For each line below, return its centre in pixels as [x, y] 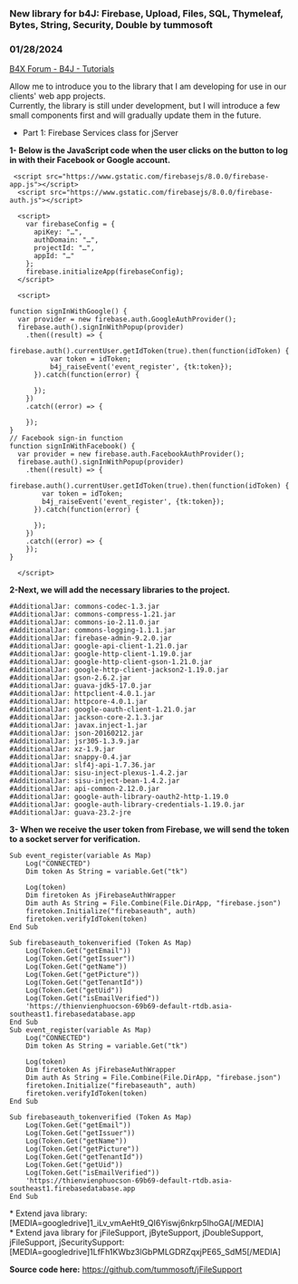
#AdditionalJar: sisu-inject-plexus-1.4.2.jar [99, 773]
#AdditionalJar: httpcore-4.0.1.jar [78, 702]
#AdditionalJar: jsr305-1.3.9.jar [75, 741]
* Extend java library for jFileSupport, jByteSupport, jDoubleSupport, [137, 1233]
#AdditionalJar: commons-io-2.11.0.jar [85, 623]
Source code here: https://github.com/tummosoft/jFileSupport [126, 1270]
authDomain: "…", [66, 240]
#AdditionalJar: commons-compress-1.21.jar [93, 614]
